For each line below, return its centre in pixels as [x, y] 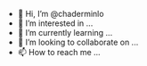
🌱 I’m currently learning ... [65, 33]
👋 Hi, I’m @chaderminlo [61, 14]
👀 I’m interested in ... [55, 23]
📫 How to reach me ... [59, 52]
